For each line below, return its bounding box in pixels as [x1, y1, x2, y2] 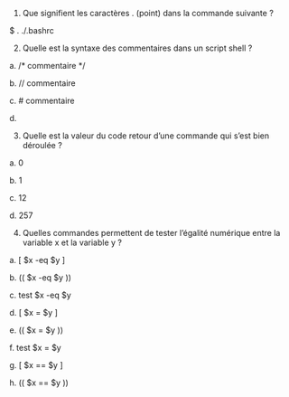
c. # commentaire [9, 95, 75, 106]
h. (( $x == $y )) [9, 377, 70, 388]
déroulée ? [22, 140, 63, 150]
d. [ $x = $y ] [9, 307, 59, 317]
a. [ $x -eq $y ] [9, 255, 66, 265]
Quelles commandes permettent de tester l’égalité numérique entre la [22, 228, 281, 238]
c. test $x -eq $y [9, 289, 72, 300]
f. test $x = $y [9, 343, 61, 353]
